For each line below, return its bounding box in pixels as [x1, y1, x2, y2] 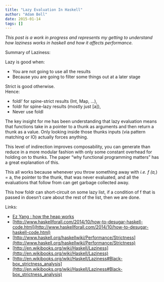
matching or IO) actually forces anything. [5, 134, 88, 140]
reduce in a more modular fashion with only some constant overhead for [5, 149, 152, 155]
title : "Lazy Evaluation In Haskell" [5, 7, 83, 12]
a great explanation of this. [5, 159, 60, 166]
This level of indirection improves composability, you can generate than [5, 144, 151, 150]
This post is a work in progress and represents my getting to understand [5, 35, 153, 41]
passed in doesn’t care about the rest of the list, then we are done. [5, 194, 141, 200]
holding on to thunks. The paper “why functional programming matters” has [5, 154, 159, 160]
